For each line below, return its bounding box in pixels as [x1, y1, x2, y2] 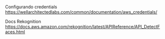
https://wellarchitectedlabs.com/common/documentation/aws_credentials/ [5, 9, 158, 15]
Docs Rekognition [5, 19, 41, 24]
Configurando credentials [5, 4, 57, 10]
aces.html [5, 29, 25, 35]
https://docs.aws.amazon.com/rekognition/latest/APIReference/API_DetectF [5, 23, 160, 29]
